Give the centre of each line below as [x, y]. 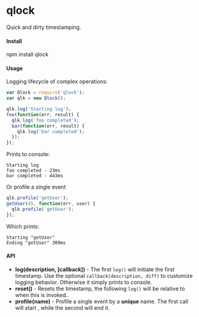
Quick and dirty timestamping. [44, 27]
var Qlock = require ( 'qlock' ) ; [46, 93]
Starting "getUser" [31, 237]
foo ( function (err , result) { [43, 115]
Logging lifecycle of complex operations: [57, 81]
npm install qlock [27, 54]
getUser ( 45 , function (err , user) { [51, 204]
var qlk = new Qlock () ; [36, 98]
